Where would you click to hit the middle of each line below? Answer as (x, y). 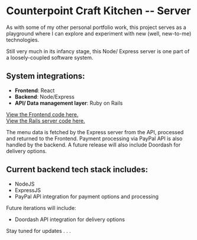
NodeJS (25, 184)
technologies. (23, 40)
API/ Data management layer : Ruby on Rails (69, 103)
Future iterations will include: (41, 207)
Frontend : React (35, 90)
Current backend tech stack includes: (77, 170)
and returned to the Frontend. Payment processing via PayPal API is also (94, 138)
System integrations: (46, 76)
